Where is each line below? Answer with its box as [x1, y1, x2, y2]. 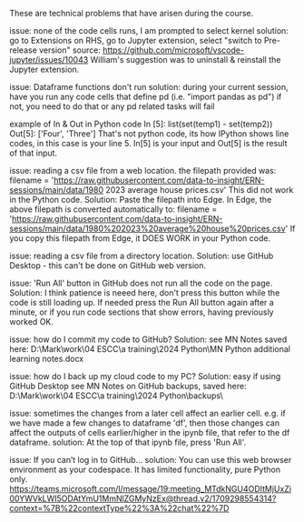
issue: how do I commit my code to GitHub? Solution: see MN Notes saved [9, 334, 288, 345]
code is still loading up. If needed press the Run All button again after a [9, 297, 274, 307]
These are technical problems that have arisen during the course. [9, 8, 254, 18]
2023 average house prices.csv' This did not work [105, 185, 294, 195]
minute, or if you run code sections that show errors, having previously [9, 306, 274, 317]
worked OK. [9, 316, 54, 326]
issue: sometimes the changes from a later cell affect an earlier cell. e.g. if [9, 408, 286, 418]
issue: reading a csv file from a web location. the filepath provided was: [9, 166, 277, 176]
